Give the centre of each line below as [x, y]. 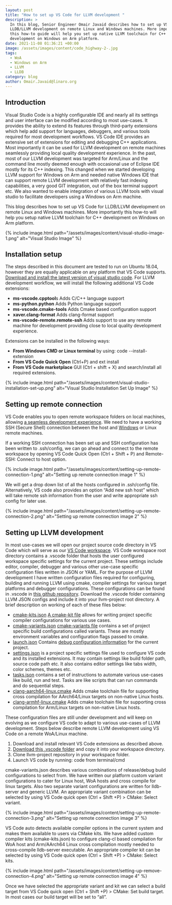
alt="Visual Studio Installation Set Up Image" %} [107, 388]
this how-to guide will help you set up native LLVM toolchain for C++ [88, 34]
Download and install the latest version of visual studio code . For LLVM [80, 278]
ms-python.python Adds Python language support [67, 304]
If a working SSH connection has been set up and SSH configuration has [82, 443]
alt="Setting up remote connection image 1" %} [95, 475]
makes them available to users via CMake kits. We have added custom [79, 833]
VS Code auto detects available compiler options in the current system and [84, 828]
